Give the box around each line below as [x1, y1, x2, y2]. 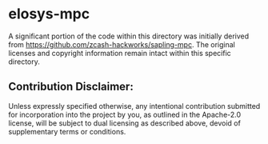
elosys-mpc [8, 5, 90, 23]
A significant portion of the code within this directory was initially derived [8, 31, 250, 41]
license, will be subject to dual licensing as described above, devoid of [8, 118, 242, 128]
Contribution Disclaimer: [8, 80, 134, 94]
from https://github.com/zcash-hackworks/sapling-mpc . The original [8, 39, 236, 49]
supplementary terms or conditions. [8, 126, 126, 136]
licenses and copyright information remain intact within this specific [8, 48, 232, 58]
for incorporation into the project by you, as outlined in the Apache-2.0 [8, 110, 242, 119]
